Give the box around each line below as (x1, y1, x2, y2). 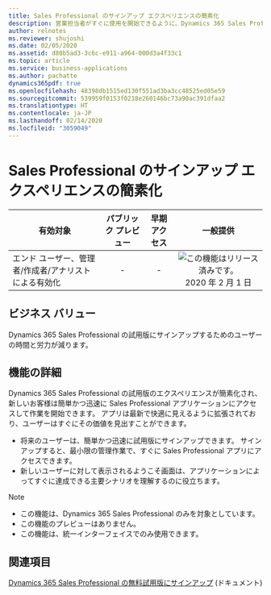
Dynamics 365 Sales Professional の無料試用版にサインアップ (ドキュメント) (8, 578, 263, 588)
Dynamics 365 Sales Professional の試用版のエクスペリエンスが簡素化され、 (8, 389, 262, 398)
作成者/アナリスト (23, 264, 91, 276)
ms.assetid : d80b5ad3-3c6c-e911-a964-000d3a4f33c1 (8, 49, 182, 57)
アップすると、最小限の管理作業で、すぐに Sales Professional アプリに (19, 446, 255, 456)
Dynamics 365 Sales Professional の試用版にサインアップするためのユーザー (8, 330, 263, 339)
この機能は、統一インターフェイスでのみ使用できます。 (19, 529, 203, 539)
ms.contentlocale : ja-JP (8, 110, 92, 118)
